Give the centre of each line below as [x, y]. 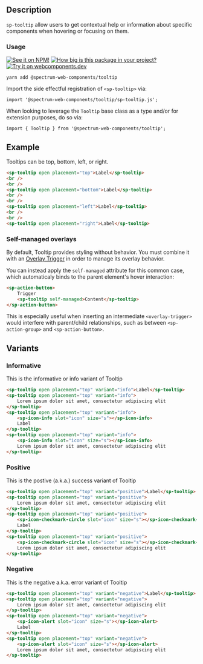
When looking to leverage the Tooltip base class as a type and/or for [92, 111]
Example [23, 147]
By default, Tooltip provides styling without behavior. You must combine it [98, 252]
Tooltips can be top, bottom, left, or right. [57, 161]
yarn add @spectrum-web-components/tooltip [62, 78]
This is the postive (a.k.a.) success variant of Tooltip [71, 480]
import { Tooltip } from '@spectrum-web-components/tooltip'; [86, 129]
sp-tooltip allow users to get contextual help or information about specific [99, 24]
